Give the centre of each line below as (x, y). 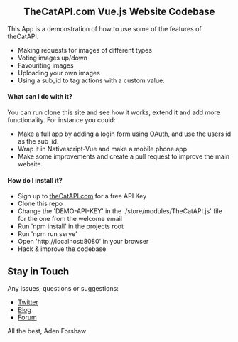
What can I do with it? (40, 97)
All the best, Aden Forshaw (47, 331)
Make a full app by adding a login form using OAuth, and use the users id (124, 134)
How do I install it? (35, 180)
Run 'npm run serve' (48, 234)
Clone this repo (40, 204)
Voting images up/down (52, 58)
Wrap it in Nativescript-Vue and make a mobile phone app (102, 149)
